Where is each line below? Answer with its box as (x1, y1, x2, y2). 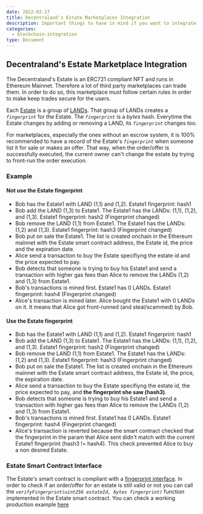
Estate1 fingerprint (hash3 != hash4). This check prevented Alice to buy (15, 440, 193, 447)
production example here (6, 501, 69, 509)
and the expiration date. (15, 245, 75, 252)
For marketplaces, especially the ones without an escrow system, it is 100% (6, 131, 195, 138)
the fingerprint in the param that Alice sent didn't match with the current (15, 433, 195, 441)
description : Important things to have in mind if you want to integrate (6, 20, 197, 26)
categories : (6, 25, 36, 32)
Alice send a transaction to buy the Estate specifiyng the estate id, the (15, 382, 190, 389)
